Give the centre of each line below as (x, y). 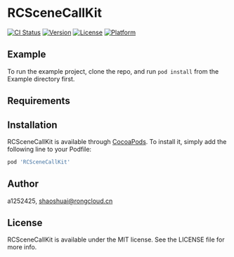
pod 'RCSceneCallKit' (39, 162)
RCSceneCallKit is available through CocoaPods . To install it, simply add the (117, 141)
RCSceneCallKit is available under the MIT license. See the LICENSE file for (116, 239)
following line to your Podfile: (50, 149)
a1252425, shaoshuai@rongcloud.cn (60, 201)
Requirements (39, 101)
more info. (22, 247)
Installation (32, 125)
